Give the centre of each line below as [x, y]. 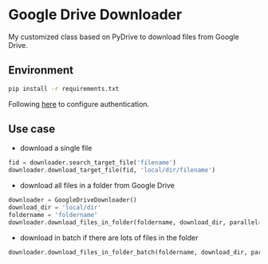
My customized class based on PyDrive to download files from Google [124, 37]
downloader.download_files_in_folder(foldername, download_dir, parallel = [135, 222]
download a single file [56, 148]
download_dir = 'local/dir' [55, 208]
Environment [41, 71]
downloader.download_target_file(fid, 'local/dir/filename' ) [112, 170]
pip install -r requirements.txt [64, 89]
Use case [32, 129]
